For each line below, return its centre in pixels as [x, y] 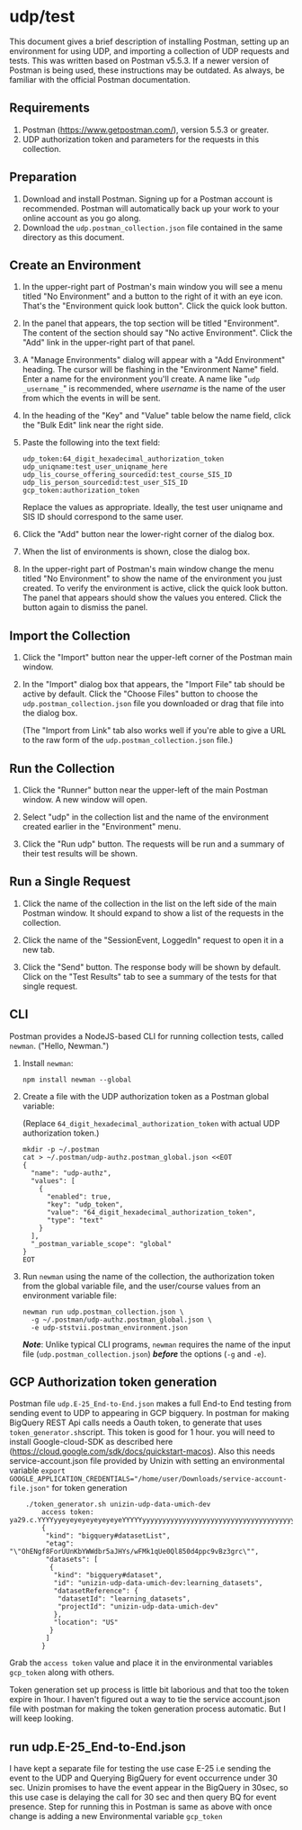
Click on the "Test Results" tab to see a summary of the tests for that [149, 976]
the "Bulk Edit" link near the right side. [93, 426]
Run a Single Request [70, 882]
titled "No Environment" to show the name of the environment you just [152, 579]
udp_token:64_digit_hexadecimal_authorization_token [123, 459]
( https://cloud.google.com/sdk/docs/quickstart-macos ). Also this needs [142, 1451]
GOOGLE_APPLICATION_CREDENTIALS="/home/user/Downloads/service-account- [148, 1479]
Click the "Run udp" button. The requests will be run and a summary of [153, 844]
